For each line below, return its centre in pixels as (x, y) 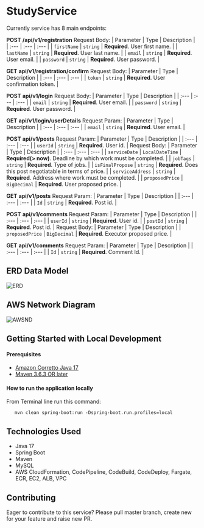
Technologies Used (44, 431)
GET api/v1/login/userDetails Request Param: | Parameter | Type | (90, 121)
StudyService (42, 11)
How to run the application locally (50, 388)
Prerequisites (24, 354)
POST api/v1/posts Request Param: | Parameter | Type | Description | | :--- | (102, 139)
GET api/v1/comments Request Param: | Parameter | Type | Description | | (100, 245)
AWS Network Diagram (51, 305)
